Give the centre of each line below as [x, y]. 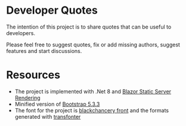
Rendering [27, 97]
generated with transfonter [48, 116]
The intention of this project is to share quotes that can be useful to [89, 27]
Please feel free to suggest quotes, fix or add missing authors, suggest [93, 45]
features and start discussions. [44, 51]
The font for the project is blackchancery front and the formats [92, 110]
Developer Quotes [52, 10]
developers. [21, 33]
